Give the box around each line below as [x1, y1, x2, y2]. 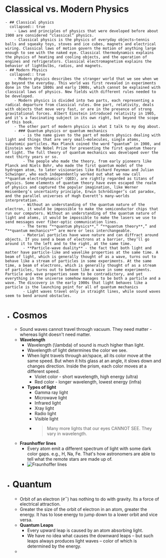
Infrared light [34, 400, 61, 406]
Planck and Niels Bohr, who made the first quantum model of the [5, 163, 143, 168]
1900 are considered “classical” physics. [5, 33, 94, 38]
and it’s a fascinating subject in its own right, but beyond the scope [5, 115, 159, 120]
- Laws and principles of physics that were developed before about [14, 28, 159, 33]
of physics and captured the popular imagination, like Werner [5, 185, 139, 189]
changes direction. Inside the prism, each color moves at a [27, 363, 147, 369]
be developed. [5, 93, 35, 99]
